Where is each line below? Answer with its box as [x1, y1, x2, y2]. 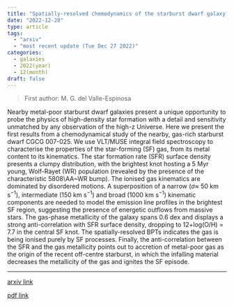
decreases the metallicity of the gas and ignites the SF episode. [7, 258, 190, 266]
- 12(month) [13, 68, 49, 75]
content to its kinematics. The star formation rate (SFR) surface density [7, 152, 211, 161]
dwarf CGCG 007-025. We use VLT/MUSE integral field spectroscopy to [7, 138, 214, 146]
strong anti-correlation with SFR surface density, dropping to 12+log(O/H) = [7, 221, 224, 229]
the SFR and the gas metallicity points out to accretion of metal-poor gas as [7, 242, 224, 252]
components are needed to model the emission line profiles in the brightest [7, 198, 223, 207]
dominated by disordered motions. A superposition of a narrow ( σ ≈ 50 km [7, 182, 219, 191]
